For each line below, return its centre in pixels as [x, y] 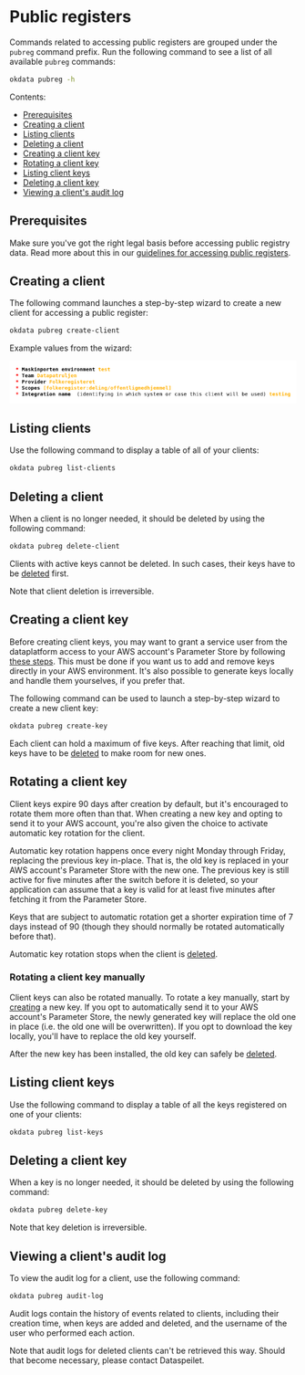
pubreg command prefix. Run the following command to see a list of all [141, 51]
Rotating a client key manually [77, 977]
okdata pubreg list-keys [56, 1132]
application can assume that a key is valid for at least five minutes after [142, 889]
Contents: [28, 97]
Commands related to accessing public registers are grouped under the [143, 42]
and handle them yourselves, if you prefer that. [97, 680]
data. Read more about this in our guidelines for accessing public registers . [150, 252]
